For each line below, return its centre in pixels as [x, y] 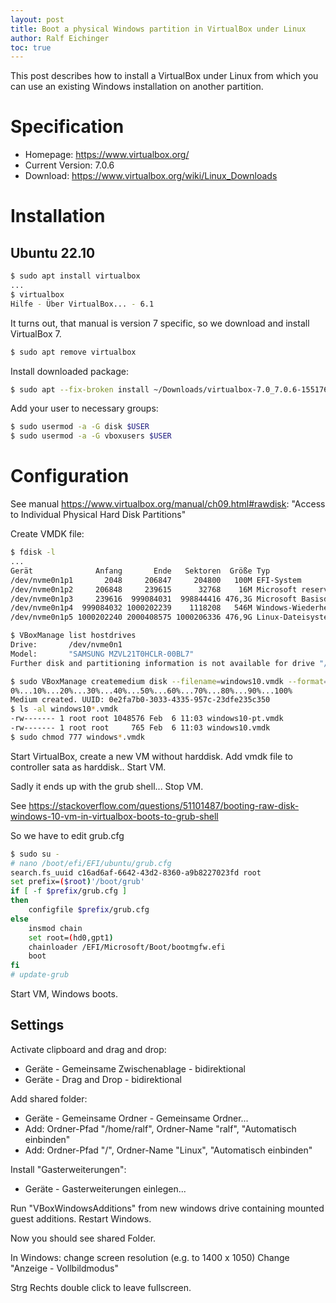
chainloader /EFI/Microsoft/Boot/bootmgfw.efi [127, 947]
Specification [67, 127]
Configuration [70, 476]
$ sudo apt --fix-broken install [80, 389]
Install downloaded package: [70, 371]
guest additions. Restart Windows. [81, 1218]
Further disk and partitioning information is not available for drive [162, 663]
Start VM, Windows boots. [64, 994]
